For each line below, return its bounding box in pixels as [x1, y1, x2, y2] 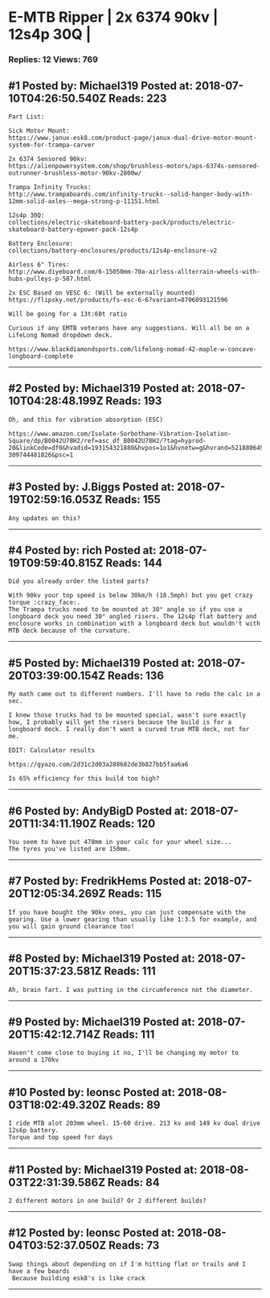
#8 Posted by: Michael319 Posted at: [8, 952, 195, 965]
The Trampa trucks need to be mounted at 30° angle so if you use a [8, 606, 243, 614]
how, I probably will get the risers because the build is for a [8, 718, 231, 726]
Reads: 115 [108, 887, 162, 901]
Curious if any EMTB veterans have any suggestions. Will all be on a [8, 324, 250, 332]
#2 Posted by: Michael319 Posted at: [8, 382, 195, 395]
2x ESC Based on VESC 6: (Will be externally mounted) [8, 288, 196, 297]
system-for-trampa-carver [8, 141, 95, 149]
